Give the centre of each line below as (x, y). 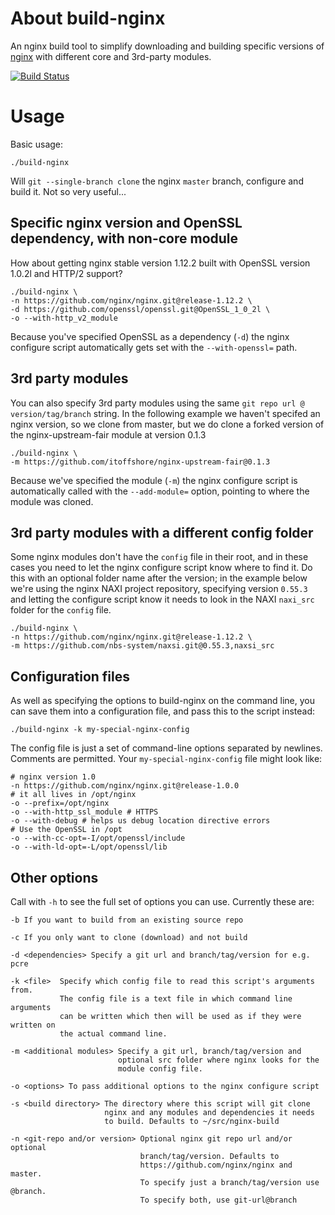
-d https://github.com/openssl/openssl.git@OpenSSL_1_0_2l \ (140, 309)
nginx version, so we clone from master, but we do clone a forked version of (167, 424)
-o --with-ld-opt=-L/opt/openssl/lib (89, 847)
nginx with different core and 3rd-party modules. (111, 56)
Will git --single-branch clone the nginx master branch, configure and (157, 181)
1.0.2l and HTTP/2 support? (66, 273)
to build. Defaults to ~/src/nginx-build (192, 1121)
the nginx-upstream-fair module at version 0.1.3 (108, 434)
